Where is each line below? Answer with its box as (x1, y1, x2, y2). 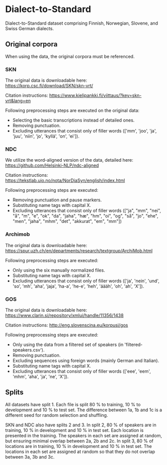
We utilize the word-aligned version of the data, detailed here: (5, 157, 133, 163)
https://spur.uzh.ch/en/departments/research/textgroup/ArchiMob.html (5, 248, 153, 254)
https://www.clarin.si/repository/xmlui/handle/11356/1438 (5, 312, 124, 318)
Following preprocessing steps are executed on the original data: (5, 107, 140, 113)
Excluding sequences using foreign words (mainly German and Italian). (12, 358, 159, 364)
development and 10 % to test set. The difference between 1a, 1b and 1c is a (5, 407, 162, 413)
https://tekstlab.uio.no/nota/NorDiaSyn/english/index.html (5, 177, 125, 184)
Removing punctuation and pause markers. (12, 197, 102, 203)
